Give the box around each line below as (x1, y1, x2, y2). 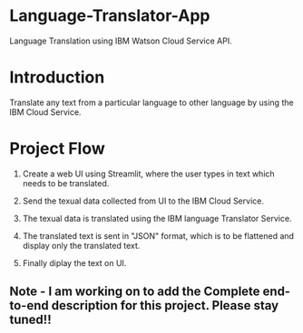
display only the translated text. (22, 240, 141, 251)
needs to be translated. (22, 177, 110, 188)
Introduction (9, 67, 105, 88)
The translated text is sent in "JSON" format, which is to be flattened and (22, 230, 295, 241)
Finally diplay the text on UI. (22, 257, 127, 268)
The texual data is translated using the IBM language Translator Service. (22, 213, 292, 224)
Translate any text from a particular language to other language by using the (9, 97, 294, 108)
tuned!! (9, 312, 52, 328)
